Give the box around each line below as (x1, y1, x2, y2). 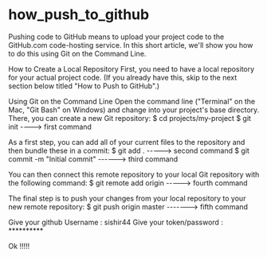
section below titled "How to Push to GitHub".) (8, 81, 160, 91)
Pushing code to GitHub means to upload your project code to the (8, 32, 225, 41)
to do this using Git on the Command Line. (8, 49, 147, 58)
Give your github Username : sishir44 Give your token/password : (8, 217, 223, 227)
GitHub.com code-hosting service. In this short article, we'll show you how (8, 40, 253, 49)
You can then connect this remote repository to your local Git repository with (8, 169, 260, 179)
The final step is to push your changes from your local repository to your (8, 193, 246, 203)
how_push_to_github (8, 6, 150, 24)
